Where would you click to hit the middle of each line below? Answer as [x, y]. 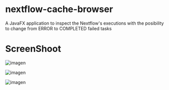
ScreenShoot [33, 49]
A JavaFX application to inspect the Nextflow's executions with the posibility [84, 23]
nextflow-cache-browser [59, 9]
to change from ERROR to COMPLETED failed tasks [59, 28]
